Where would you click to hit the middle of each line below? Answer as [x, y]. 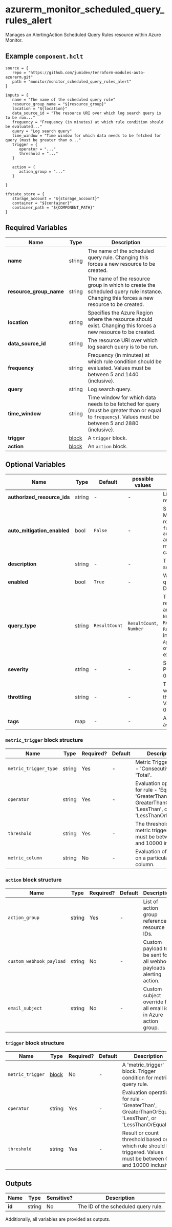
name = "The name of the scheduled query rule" [64, 99]
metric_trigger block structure [44, 740]
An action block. [108, 446]
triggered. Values [143, 1152]
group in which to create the [122, 285]
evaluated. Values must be [119, 368]
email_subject [25, 1008]
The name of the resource [119, 279]
